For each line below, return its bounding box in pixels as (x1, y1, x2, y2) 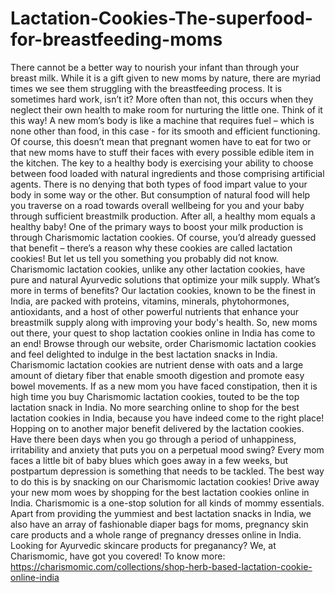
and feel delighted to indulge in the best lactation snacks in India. (10, 348, 278, 360)
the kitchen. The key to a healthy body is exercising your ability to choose (10, 157, 314, 169)
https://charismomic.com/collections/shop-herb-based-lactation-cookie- (10, 560, 313, 572)
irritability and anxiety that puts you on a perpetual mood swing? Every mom (10, 443, 325, 456)
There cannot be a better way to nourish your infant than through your (10, 61, 300, 73)
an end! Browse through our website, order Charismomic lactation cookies (10, 337, 317, 349)
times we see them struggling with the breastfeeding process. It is (10, 82, 283, 94)
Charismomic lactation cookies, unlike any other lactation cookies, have (10, 263, 306, 275)
